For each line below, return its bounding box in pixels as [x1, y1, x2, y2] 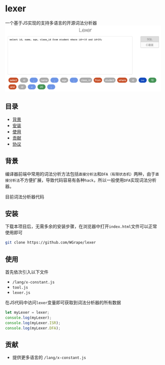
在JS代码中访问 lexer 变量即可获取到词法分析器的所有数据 [5, 299, 121, 306]
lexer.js [12, 291, 31, 295]
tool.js [12, 285, 28, 290]
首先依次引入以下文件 [5, 269, 48, 275]
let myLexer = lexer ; [5, 310, 50, 315]
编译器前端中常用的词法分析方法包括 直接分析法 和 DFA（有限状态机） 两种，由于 [5, 171, 156, 177]
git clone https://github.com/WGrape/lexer [5, 240, 96, 245]
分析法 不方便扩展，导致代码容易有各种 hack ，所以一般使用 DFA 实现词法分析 [8, 177, 157, 183]
